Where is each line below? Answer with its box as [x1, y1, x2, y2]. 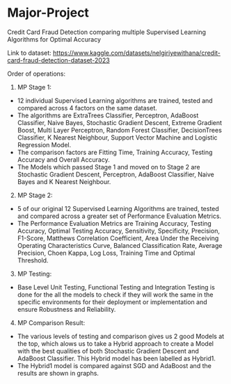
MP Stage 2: [17, 191, 54, 199]
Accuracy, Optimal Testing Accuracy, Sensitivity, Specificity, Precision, [17, 226, 221, 235]
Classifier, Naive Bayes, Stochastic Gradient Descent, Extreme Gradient [17, 118, 223, 126]
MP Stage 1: [17, 83, 52, 91]
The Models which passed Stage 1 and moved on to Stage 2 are [17, 162, 200, 171]
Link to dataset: [7, 49, 52, 57]
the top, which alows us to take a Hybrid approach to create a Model [17, 339, 214, 348]
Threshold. [17, 256, 49, 265]
